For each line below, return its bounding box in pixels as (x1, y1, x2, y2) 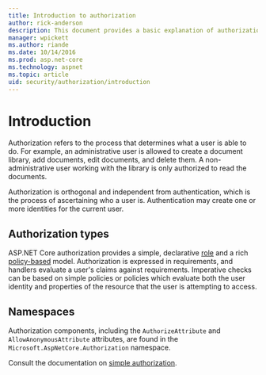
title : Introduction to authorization (8, 11, 136, 20)
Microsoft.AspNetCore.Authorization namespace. (8, 342, 172, 353)
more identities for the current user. (8, 204, 124, 214)
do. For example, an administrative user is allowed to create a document (8, 147, 243, 156)
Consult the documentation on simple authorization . (8, 358, 177, 368)
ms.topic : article (8, 71, 69, 78)
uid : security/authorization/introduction (8, 78, 150, 86)
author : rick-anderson (8, 19, 83, 27)
